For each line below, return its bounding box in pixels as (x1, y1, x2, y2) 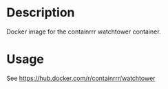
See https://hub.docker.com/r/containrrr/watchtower (6, 74, 156, 82)
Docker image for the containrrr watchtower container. (6, 27, 161, 36)
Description (6, 5, 75, 21)
